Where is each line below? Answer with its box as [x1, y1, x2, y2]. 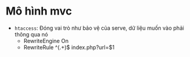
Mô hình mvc [5, 4, 72, 18]
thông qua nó [14, 30, 49, 38]
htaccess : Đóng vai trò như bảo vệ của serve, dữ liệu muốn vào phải [14, 24, 185, 32]
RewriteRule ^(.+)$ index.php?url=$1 [23, 44, 115, 51]
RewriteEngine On [23, 37, 69, 44]
